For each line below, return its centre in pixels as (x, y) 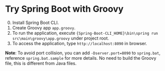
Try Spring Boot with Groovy (65, 9)
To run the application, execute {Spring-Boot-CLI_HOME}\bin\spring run (85, 33)
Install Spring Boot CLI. (35, 23)
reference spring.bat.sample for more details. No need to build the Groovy (81, 58)
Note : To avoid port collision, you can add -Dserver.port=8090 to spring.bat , (83, 53)
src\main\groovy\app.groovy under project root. (61, 38)
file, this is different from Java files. (41, 63)
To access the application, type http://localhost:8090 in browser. (80, 43)
